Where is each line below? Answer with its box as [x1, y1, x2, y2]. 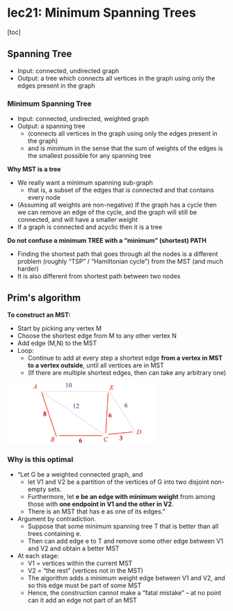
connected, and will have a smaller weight [17, 216, 138, 224]
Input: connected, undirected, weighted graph [17, 115, 150, 123]
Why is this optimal [7, 454, 74, 464]
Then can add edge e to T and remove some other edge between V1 [27, 537, 224, 546]
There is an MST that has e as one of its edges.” [27, 507, 166, 516]
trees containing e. [27, 530, 82, 538]
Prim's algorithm [7, 292, 81, 304]
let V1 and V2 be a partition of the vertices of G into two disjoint [27, 478, 210, 486]
